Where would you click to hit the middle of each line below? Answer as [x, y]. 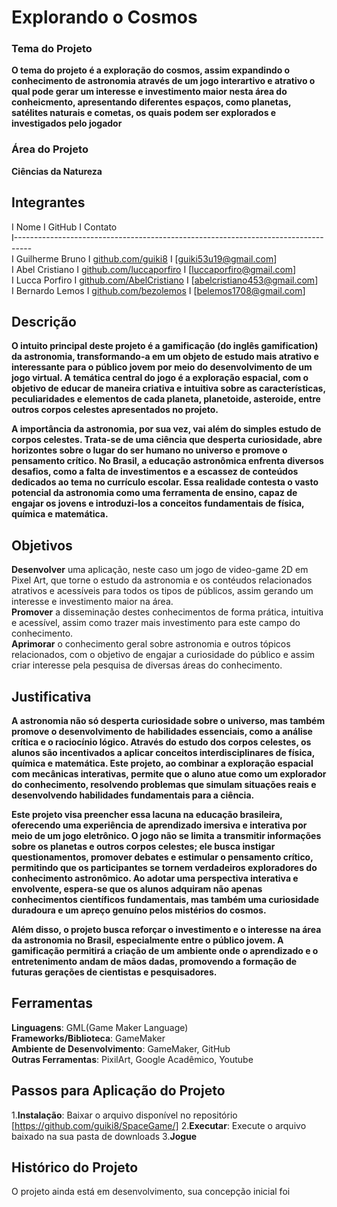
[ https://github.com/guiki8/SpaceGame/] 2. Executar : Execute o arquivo [159, 1125]
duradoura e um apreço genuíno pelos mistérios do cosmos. [139, 910]
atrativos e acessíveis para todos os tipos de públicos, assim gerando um [162, 591]
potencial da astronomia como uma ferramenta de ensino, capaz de [154, 493]
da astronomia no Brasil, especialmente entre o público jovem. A [147, 940]
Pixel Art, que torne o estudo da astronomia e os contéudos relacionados [162, 580]
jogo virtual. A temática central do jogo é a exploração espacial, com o [160, 378]
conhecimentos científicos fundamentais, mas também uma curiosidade [165, 900]
